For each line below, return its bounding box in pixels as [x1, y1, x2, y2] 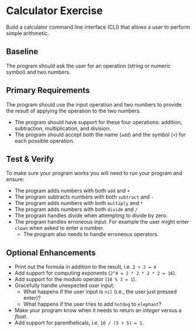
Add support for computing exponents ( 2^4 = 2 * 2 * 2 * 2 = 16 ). [14, 269, 177, 276]
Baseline [6, 47, 39, 57]
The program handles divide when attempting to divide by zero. [14, 212, 168, 219]
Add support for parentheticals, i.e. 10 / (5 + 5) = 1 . [14, 319, 145, 326]
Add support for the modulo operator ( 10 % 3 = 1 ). [14, 276, 137, 283]
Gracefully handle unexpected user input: [14, 282, 115, 289]
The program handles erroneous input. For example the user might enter [14, 218, 189, 225]
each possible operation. [14, 137, 75, 144]
